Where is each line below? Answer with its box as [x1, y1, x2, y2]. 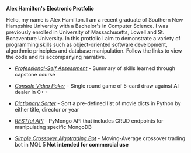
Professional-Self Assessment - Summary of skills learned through [14, 65, 176, 72]
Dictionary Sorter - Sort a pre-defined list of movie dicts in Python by [14, 100, 181, 107]
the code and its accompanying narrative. [6, 54, 106, 60]
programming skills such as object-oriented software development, [6, 41, 168, 48]
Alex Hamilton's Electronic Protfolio [6, 5, 95, 12]
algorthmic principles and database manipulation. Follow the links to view [6, 47, 182, 54]
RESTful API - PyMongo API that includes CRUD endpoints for [14, 117, 164, 124]
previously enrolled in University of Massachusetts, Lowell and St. [6, 29, 165, 36]
